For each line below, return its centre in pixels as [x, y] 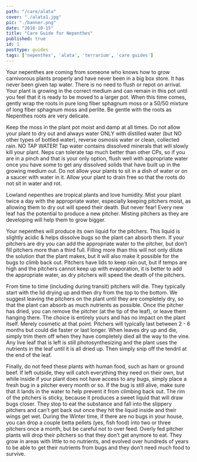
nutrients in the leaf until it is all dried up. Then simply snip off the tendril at [96, 349]
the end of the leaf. [29, 355]
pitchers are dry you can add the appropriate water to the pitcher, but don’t [97, 243]
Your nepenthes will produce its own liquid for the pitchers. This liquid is [93, 231]
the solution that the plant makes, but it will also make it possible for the [92, 256]
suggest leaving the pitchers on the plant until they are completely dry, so [95, 299]
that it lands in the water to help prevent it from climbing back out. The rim [96, 391]
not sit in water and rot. [34, 183]
